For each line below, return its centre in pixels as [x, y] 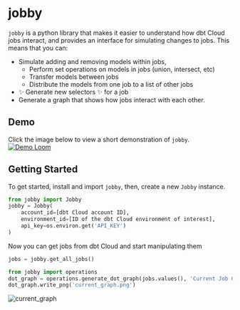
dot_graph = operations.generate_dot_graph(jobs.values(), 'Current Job [118, 279]
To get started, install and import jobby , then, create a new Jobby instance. [117, 186]
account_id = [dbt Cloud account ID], [75, 213]
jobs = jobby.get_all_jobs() [51, 259]
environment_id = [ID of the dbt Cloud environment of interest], [118, 219]
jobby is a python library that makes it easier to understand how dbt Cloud [116, 33]
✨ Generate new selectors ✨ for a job [73, 92]
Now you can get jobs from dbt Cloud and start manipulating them [105, 246]
